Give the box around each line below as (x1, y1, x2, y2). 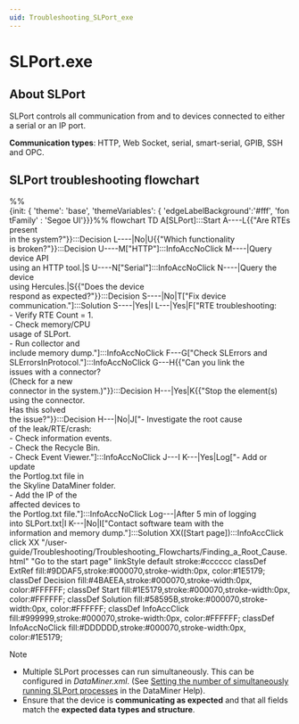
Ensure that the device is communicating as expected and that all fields (21, 695, 288, 705)
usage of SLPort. (9, 329, 71, 340)
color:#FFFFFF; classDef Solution (9, 594, 132, 605)
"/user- (41, 537, 68, 548)
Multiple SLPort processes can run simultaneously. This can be (21, 666, 254, 678)
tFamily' (9, 215, 38, 226)
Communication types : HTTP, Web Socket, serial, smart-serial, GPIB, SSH (9, 137, 284, 148)
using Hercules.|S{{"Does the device (9, 282, 145, 292)
